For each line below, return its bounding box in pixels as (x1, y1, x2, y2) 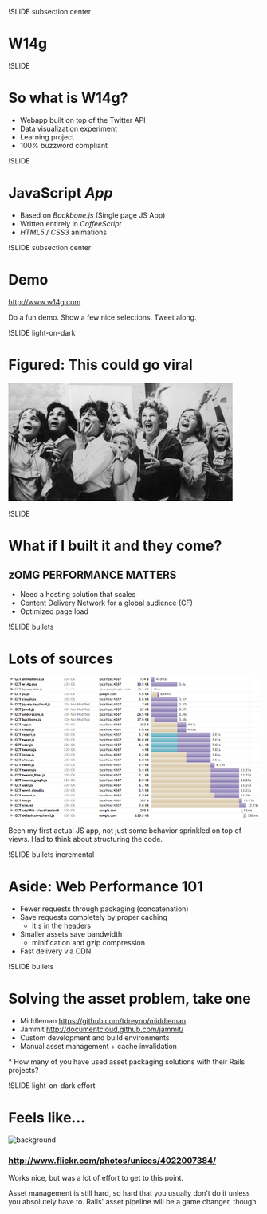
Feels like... (8, 1109, 86, 1126)
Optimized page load (19, 606, 89, 616)
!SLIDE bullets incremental (8, 849, 95, 859)
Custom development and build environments (19, 1032, 170, 1043)
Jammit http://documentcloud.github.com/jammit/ (19, 1024, 184, 1034)
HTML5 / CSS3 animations (19, 227, 108, 237)
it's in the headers (31, 921, 92, 930)
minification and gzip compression (31, 937, 146, 947)
